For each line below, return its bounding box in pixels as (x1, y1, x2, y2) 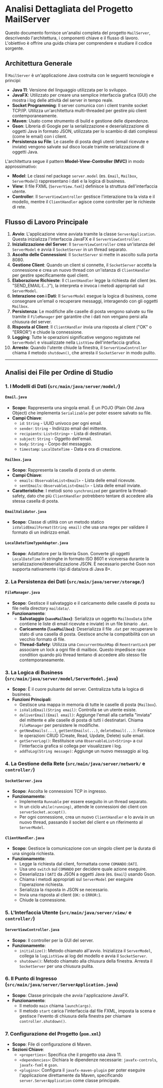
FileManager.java (5, 590, 40, 595)
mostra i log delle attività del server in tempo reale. (12, 97, 114, 103)
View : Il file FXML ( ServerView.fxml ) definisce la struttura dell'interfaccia (12, 183, 158, 189)
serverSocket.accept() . (19, 809, 66, 815)
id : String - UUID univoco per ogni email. (19, 421, 102, 426)
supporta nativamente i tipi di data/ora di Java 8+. (12, 566, 112, 572)
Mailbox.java (5, 457, 32, 462)
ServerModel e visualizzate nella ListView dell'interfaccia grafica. (12, 339, 142, 345)
